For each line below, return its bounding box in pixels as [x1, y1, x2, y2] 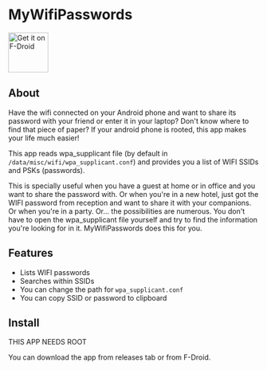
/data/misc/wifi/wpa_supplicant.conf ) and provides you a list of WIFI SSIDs [8, 157, 259, 167]
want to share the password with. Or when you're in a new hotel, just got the [8, 189, 259, 199]
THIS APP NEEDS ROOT [8, 337, 88, 347]
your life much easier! [8, 133, 80, 143]
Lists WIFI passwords [19, 267, 90, 277]
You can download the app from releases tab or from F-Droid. [8, 352, 211, 362]
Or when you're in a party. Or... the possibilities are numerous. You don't [8, 206, 245, 216]
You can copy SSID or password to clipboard [19, 293, 167, 302]
